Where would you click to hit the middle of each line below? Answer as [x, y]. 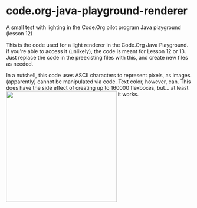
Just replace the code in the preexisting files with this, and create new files [97, 57]
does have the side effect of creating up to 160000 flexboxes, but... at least [97, 87]
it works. [128, 94]
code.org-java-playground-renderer [97, 11]
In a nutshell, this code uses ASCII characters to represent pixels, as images [98, 75]
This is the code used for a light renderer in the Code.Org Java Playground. [97, 45]
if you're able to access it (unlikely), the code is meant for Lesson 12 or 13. [96, 51]
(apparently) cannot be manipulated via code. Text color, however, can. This [98, 82]
